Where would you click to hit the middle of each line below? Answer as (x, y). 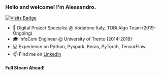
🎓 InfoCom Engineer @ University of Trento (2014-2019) (72, 39)
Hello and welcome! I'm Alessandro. (51, 7)
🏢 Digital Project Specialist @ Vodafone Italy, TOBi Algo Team (77, 28)
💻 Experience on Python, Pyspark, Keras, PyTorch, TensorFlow (79, 47)
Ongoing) (23, 33)
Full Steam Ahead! (25, 67)
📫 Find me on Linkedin (37, 54)
